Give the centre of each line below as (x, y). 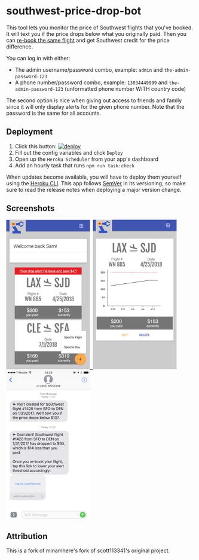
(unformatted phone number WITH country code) (125, 88)
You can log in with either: (38, 58)
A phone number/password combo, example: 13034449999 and (91, 82)
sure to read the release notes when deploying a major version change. (94, 189)
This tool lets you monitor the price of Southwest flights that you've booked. (99, 27)
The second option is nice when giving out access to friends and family (94, 100)
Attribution (27, 536)
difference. (20, 47)
